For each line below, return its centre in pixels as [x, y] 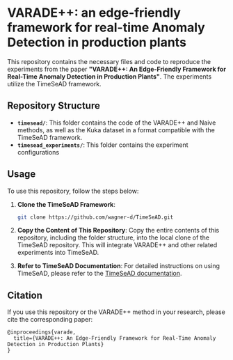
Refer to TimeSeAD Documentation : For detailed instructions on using [119, 266]
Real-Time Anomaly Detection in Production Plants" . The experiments [110, 76]
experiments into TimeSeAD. [58, 253]
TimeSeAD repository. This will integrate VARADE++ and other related [117, 245]
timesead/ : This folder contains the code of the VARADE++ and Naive [116, 123]
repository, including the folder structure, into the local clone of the [113, 237]
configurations [38, 152]
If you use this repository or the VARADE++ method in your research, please [116, 312]
